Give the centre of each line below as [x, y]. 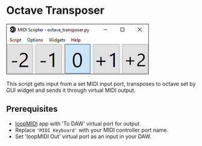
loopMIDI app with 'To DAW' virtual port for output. [78, 123]
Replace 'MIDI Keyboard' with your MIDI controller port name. [92, 130]
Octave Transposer [55, 11]
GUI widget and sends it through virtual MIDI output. [71, 90]
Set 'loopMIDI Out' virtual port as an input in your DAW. [83, 136]
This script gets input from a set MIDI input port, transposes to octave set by [101, 84]
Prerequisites [32, 109]
